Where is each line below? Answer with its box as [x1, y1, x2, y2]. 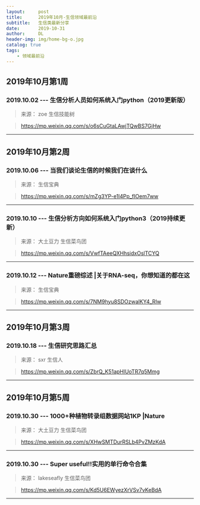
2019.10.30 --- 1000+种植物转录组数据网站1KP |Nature [6, 412, 165, 420]
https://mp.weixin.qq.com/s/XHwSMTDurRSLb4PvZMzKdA [20, 438, 166, 445]
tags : [6, 48, 20, 54]
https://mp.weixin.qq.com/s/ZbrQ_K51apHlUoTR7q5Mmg [20, 368, 160, 375]
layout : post [6, 8, 49, 15]
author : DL [6, 31, 44, 37]
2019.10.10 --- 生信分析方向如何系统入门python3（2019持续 [6, 214, 180, 222]
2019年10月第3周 [6, 322, 70, 332]
